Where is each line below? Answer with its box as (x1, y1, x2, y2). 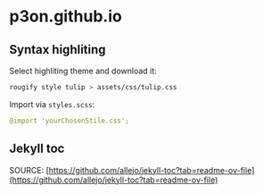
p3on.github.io (9, 6, 122, 27)
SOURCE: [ (9, 164, 49, 175)
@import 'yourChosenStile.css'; (9, 116, 129, 125)
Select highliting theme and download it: (9, 65, 158, 76)
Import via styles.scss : (9, 98, 95, 109)
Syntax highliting (9, 42, 106, 57)
